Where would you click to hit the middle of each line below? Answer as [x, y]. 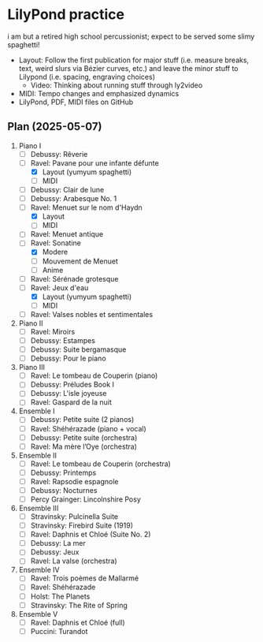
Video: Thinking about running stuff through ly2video [117, 85]
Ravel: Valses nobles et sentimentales [92, 314]
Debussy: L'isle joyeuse [69, 394]
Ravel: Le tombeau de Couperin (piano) [94, 375]
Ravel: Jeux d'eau [59, 287]
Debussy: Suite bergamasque [78, 349]
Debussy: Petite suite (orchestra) [84, 437]
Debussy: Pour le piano [69, 358]
